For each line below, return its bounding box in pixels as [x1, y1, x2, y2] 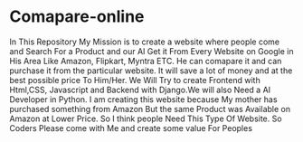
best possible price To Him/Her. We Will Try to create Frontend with [9, 74, 260, 85]
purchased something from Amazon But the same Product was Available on [9, 103, 291, 114]
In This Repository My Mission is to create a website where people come [9, 36, 280, 47]
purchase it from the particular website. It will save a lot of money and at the [9, 65, 293, 76]
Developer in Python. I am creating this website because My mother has [9, 93, 278, 105]
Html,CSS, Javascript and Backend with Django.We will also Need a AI [9, 84, 271, 95]
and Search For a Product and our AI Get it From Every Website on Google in [9, 45, 294, 56]
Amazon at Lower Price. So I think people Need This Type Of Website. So [9, 113, 282, 124]
